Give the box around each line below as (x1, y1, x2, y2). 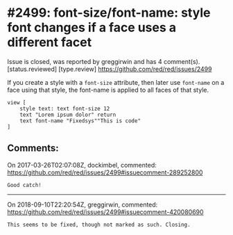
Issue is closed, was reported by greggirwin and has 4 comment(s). (7, 57, 200, 65)
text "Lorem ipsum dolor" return (19, 111, 116, 118)
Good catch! (7, 181, 42, 188)
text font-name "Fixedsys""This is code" (19, 117, 141, 124)
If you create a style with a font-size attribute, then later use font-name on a (7, 78, 225, 86)
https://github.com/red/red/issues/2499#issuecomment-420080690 (7, 207, 204, 216)
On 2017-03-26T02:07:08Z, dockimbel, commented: (7, 161, 157, 169)
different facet (7, 35, 92, 50)
